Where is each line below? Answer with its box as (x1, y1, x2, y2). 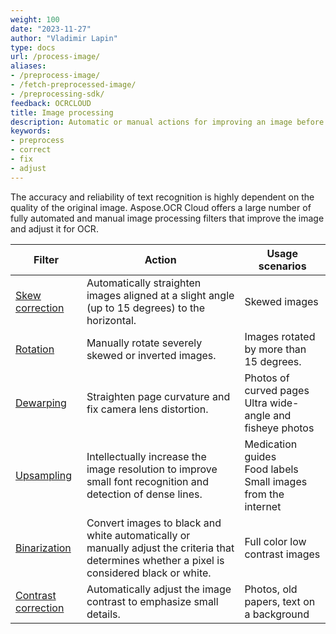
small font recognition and (86, 474, 210, 488)
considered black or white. (86, 566, 212, 580)
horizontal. (86, 313, 137, 327)
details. (86, 607, 121, 621)
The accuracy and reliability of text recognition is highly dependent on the (10, 191, 315, 203)
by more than (244, 342, 307, 356)
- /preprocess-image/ (10, 71, 101, 81)
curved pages (244, 383, 310, 397)
